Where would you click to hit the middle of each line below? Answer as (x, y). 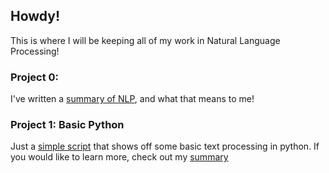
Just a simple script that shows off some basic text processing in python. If (165, 146)
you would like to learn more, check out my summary (119, 157)
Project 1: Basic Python (67, 125)
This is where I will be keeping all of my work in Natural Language (145, 40)
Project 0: (35, 77)
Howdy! (35, 16)
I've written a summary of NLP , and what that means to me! (132, 99)
